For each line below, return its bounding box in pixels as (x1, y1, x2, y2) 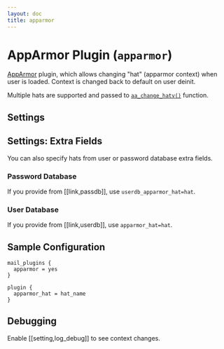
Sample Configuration (7, 241, 106, 253)
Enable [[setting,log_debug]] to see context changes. (7, 334, 161, 342)
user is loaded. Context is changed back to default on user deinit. (7, 78, 196, 86)
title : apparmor (7, 17, 55, 24)
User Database (7, 205, 59, 214)
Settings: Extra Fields (7, 135, 103, 147)
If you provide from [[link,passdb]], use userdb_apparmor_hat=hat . (7, 187, 196, 196)
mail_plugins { (7, 260, 52, 267)
